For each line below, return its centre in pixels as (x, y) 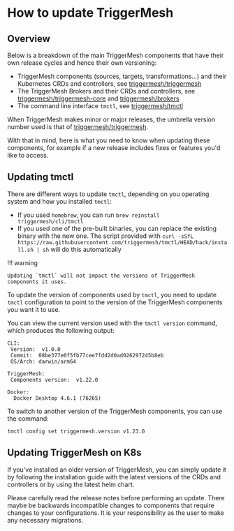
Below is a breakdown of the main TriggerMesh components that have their (116, 55)
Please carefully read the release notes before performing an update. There (116, 498)
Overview (29, 39)
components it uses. (37, 282)
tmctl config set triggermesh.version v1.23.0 (76, 431)
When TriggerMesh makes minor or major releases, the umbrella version (111, 119)
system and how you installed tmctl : (59, 201)
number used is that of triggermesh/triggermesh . (78, 127)
